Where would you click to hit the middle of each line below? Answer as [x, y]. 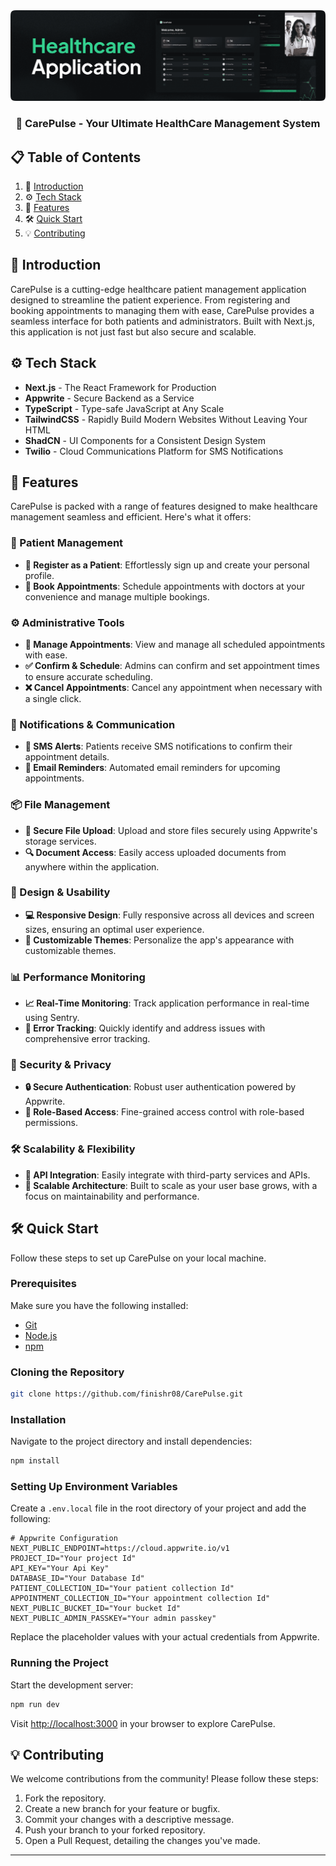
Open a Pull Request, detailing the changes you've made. [142, 1841]
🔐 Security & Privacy [61, 1065]
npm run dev [35, 1704]
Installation [38, 1419]
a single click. [53, 698]
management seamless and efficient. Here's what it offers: [131, 517]
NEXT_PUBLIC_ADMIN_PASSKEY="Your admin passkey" [113, 1619]
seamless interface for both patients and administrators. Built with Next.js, [162, 321]
